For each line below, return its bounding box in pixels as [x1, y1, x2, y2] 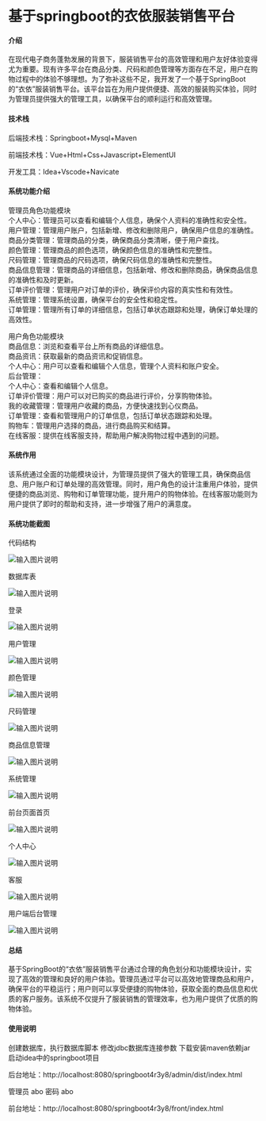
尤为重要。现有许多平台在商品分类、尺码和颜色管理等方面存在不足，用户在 [8, 64, 251, 74]
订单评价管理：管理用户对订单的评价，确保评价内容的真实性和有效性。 [8, 285, 237, 294]
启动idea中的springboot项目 [8, 1053, 100, 1062]
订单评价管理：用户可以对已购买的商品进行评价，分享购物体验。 [8, 390, 216, 401]
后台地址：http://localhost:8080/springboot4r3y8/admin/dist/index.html [8, 1069, 243, 1079]
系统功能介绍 [8, 186, 50, 196]
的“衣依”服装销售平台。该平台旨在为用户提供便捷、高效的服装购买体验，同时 [8, 84, 257, 94]
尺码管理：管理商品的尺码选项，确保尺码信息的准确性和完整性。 [8, 255, 216, 264]
